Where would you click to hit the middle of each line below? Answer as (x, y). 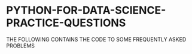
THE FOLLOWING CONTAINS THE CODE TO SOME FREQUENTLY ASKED (96, 39)
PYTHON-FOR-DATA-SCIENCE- (86, 10)
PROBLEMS (20, 46)
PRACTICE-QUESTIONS (66, 23)
